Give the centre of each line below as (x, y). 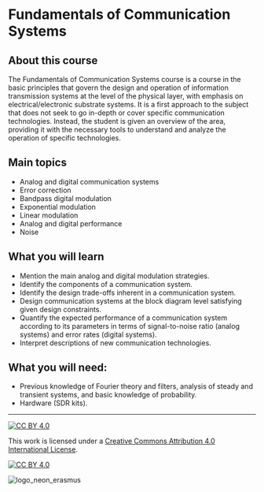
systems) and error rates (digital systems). (88, 334)
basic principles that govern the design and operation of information (119, 88)
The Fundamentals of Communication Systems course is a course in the (125, 79)
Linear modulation (49, 215)
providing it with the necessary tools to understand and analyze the (117, 129)
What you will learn (56, 257)
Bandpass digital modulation (66, 198)
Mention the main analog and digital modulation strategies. (114, 276)
